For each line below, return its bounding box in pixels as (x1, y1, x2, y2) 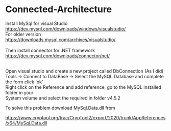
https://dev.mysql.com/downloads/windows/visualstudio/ (5, 25, 126, 31)
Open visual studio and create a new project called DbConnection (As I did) (5, 68, 164, 74)
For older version (5, 31, 41, 37)
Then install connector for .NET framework (5, 47, 95, 53)
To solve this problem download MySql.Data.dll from (5, 105, 116, 111)
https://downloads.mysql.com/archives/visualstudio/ (5, 37, 116, 43)
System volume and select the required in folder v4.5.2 (5, 95, 121, 101)
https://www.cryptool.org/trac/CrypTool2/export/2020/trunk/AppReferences (5, 114, 166, 120)
